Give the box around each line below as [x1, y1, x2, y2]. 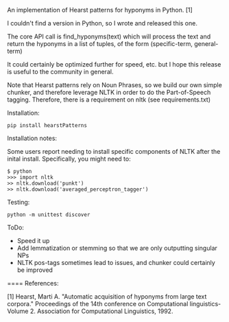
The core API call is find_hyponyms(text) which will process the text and [7, 32, 211, 41]
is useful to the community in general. [7, 68, 114, 76]
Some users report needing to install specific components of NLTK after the [7, 148, 221, 155]
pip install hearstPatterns [7, 122, 88, 129]
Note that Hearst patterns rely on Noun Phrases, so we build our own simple [7, 81, 223, 89]
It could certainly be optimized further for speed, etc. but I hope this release [7, 60, 221, 68]
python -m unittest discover [7, 211, 91, 218]
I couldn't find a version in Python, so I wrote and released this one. [7, 19, 197, 27]
